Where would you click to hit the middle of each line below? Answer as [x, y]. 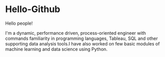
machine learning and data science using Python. [56, 49]
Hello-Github [33, 9]
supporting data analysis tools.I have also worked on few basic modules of [82, 43]
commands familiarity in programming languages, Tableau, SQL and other [82, 38]
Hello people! [19, 23]
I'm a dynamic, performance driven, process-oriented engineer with [76, 33]
